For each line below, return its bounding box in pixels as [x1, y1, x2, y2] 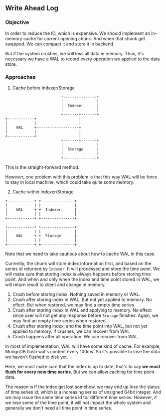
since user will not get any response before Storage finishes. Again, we [12, 312, 159, 318]
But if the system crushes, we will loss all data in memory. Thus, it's [5, 50, 144, 56]
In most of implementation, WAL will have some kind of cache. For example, [5, 343, 161, 349]
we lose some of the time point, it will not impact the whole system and [5, 400, 151, 406]
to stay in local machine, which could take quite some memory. [5, 179, 135, 185]
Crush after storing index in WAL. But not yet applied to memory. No [12, 296, 152, 302]
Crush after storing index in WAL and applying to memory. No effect [12, 307, 152, 313]
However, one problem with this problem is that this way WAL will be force [5, 174, 158, 180]
